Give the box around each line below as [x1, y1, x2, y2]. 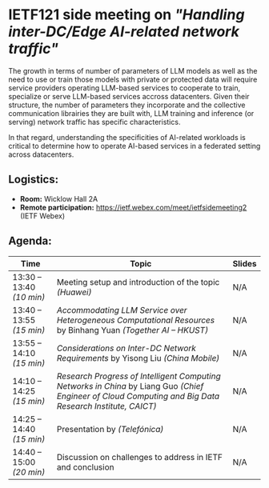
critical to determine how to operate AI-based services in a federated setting [8, 141, 261, 150]
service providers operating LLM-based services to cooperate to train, [8, 82, 241, 93]
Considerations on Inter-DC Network [56, 342, 196, 354]
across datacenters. [8, 150, 74, 159]
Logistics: [8, 173, 58, 186]
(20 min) [12, 466, 46, 478]
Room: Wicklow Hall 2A [19, 194, 98, 203]
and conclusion [56, 462, 114, 473]
